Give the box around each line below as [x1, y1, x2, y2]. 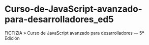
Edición [4, 35, 20, 41]
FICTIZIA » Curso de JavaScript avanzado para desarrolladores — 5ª [4, 30, 145, 36]
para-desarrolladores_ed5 [4, 14, 114, 25]
